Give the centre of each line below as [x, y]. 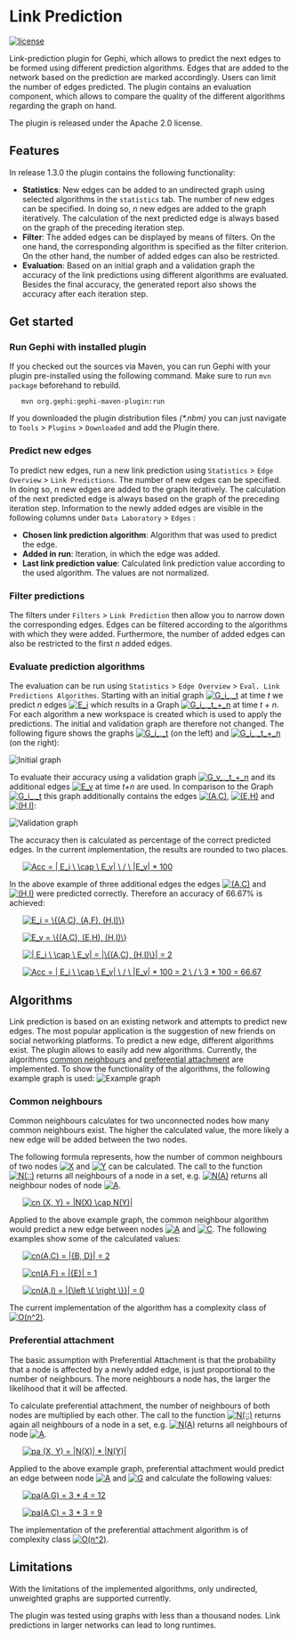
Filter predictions [47, 596]
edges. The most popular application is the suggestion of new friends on [142, 1032]
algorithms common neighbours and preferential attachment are [127, 1060]
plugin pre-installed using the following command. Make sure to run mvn [140, 376]
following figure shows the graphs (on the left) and [119, 733]
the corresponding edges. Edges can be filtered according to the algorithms [149, 624]
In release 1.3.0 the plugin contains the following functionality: [122, 172]
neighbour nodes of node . [65, 1186]
